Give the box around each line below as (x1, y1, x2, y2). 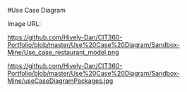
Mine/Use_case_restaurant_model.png (7, 48, 119, 56)
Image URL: (7, 20, 41, 27)
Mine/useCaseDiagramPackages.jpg (7, 77, 114, 85)
